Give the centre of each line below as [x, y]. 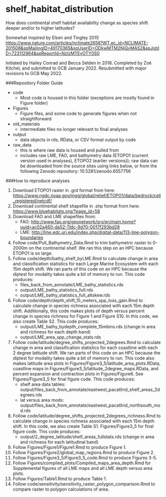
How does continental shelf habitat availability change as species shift [77, 23]
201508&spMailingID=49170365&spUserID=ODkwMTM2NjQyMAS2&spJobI [83, 48]
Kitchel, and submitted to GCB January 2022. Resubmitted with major [76, 68]
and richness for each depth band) [55, 332]
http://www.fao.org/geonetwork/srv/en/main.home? [83, 222]
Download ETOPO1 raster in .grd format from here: [64, 190]
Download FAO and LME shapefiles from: [54, 216]
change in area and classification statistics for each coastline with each [85, 347]
